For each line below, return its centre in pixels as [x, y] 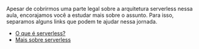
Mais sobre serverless [43, 40]
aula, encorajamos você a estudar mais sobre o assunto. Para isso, [90, 15]
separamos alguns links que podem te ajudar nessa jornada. [82, 21]
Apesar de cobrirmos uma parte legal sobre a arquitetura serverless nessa [100, 9]
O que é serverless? [40, 33]
